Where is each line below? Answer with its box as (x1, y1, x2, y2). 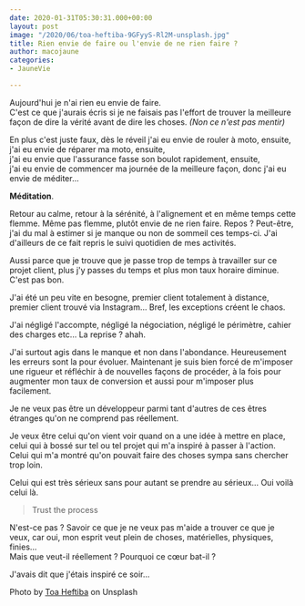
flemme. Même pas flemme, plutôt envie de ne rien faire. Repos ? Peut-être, (9, 218, 294, 229)
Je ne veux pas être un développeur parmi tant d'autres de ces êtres (9, 403, 267, 414)
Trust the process (31, 504, 98, 515)
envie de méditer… (9, 172, 79, 183)
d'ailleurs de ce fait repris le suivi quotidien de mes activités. (9, 237, 237, 248)
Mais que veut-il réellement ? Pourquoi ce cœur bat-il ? (9, 550, 217, 561)
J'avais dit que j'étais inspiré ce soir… (9, 569, 150, 580)
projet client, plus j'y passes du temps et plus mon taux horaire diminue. (9, 264, 280, 275)
